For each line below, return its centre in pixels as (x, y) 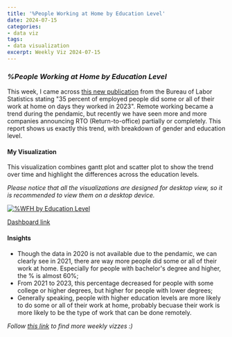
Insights (19, 238)
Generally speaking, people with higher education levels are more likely (119, 297)
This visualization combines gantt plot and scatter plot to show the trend (110, 167)
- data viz (23, 33)
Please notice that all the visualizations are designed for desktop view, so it (115, 188)
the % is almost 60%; (48, 275)
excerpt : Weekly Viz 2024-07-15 (54, 53)
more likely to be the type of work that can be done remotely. (104, 312)
